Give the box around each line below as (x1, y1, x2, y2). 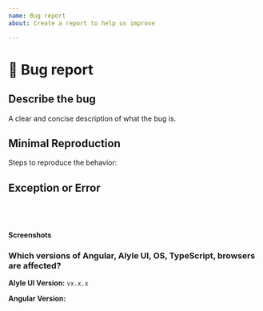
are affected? (8, 261, 62, 272)
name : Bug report (8, 11, 66, 20)
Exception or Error (8, 181, 102, 194)
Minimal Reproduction (8, 137, 122, 150)
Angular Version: (8, 293, 66, 304)
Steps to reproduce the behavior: (8, 157, 118, 168)
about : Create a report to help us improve (8, 19, 156, 27)
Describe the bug (8, 93, 96, 106)
